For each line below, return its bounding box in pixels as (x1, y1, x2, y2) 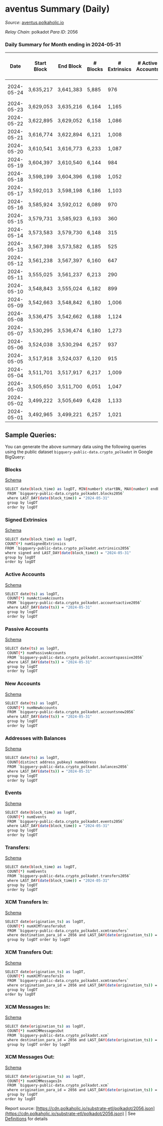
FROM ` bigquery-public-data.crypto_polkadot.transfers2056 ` (7, 874, 131, 879)
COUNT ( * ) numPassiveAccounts (7, 650, 66, 655)
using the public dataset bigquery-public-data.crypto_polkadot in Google (5, 449, 153, 455)
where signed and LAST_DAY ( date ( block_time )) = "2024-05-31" (5, 550, 131, 555)
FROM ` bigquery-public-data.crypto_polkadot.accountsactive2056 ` (7, 600, 142, 606)
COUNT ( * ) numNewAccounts (7, 705, 57, 710)
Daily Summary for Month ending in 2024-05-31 (5, 41, 121, 48)
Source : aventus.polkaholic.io (5, 19, 64, 25)
